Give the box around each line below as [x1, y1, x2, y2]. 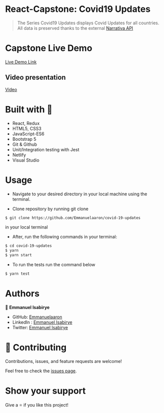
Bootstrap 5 [12, 136, 37, 142]
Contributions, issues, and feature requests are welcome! [5, 358, 122, 364]
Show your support [5, 385, 86, 396]
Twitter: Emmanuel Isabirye [12, 324, 68, 330]
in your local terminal [5, 224, 48, 230]
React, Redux [12, 120, 40, 126]
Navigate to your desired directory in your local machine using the [12, 191, 148, 197]
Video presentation [5, 73, 66, 82]
